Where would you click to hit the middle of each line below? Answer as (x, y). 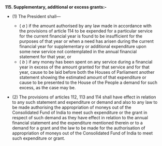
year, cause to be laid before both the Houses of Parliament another (87, 72)
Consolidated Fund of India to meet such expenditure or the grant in (80, 113)
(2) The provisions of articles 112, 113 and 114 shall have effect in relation (84, 97)
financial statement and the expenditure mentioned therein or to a (77, 123)
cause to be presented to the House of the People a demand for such (88, 82)
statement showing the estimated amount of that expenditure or (83, 77)
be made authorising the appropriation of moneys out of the (72, 107)
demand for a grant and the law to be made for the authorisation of (79, 128)
